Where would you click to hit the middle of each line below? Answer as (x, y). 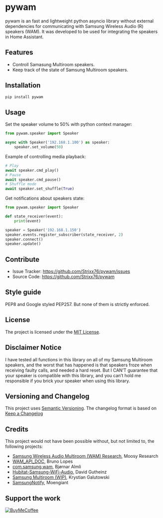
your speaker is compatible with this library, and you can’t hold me (73, 375)
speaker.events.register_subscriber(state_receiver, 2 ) (64, 235)
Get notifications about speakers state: (45, 199)
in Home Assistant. (24, 37)
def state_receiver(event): (34, 216)
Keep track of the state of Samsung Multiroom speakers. (70, 70)
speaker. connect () (24, 239)
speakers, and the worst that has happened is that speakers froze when (79, 365)
